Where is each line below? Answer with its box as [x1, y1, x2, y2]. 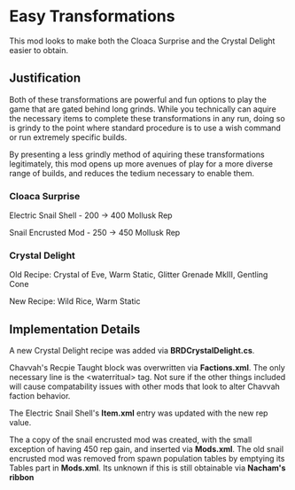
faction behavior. [9, 391, 71, 401]
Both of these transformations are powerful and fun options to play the [9, 94, 268, 105]
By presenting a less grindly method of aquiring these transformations [9, 149, 265, 159]
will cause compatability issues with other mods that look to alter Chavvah [9, 381, 281, 392]
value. [9, 417, 32, 428]
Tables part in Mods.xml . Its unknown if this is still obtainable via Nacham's [9, 463, 286, 473]
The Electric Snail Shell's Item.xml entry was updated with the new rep [9, 408, 268, 418]
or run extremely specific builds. [9, 131, 128, 143]
